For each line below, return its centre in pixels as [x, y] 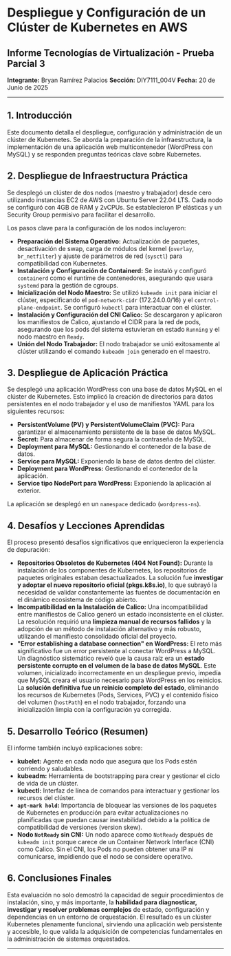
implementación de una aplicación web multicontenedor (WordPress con [110, 147]
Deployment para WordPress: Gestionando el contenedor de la [107, 469]
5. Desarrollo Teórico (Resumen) [78, 731]
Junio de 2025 [28, 87]
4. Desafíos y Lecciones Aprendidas [86, 526]
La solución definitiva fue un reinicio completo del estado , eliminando [118, 688]
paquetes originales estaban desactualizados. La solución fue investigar [120, 578]
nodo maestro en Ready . [51, 337]
